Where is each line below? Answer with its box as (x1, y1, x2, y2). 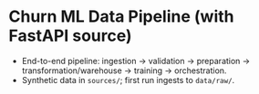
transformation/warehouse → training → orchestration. (21, 65, 227, 76)
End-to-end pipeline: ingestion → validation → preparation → (21, 55, 251, 66)
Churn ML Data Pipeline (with (8, 6, 234, 27)
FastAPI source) (8, 25, 133, 46)
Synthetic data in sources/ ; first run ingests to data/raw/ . (21, 74, 235, 85)
